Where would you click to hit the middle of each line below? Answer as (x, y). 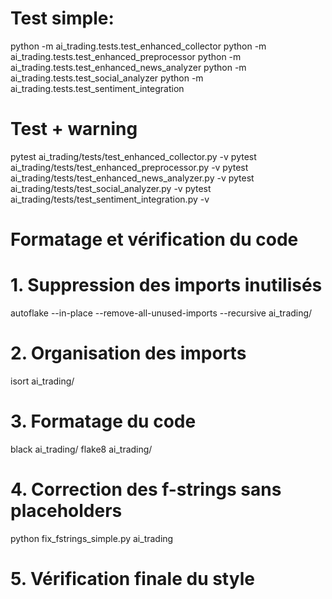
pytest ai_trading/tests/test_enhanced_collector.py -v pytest (133, 156)
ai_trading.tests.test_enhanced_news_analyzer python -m (128, 67)
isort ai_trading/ (42, 381)
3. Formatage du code (103, 421)
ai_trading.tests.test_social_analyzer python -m (107, 78)
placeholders (66, 511)
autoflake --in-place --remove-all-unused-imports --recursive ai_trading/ (161, 313)
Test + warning (74, 129)
